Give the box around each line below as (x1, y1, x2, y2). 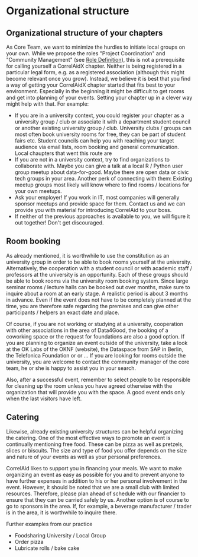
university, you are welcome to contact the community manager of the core (6, 358, 190, 365)
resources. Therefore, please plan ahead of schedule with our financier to (6, 490, 186, 497)
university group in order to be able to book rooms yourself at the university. (6, 258, 192, 265)
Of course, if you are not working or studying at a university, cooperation (6, 320, 183, 327)
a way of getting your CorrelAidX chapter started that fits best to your (6, 81, 176, 88)
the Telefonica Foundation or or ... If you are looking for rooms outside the (6, 352, 186, 359)
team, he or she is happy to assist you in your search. (6, 364, 137, 372)
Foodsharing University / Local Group (14, 531, 106, 539)
